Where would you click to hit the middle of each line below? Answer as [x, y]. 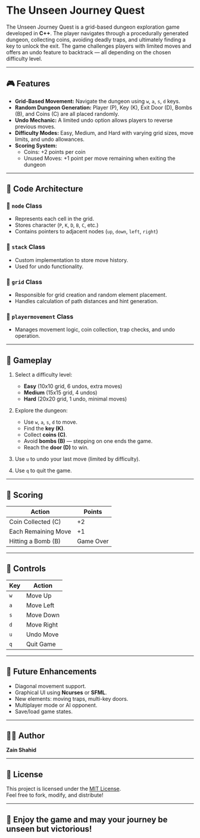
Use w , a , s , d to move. [51, 422]
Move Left [40, 605]
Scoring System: [36, 145]
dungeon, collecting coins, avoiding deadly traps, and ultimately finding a [96, 39]
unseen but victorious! [49, 829]
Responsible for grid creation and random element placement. [91, 295]
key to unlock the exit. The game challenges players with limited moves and [99, 46]
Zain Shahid [21, 750]
